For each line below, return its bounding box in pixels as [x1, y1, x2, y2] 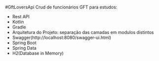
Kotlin [12, 19, 24, 25]
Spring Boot [12, 40, 37, 46]
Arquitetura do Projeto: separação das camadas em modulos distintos [12, 30, 154, 35]
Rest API [12, 14, 30, 19]
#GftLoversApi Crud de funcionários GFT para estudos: [5, 4, 117, 10]
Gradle [12, 24, 26, 30]
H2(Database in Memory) [12, 50, 64, 56]
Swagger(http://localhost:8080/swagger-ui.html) [12, 34, 112, 40]
